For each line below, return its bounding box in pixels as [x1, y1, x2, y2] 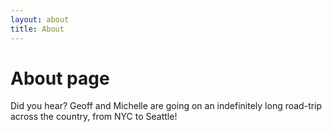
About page [10, 67, 110, 90]
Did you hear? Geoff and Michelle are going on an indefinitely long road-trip [10, 100, 323, 112]
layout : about [10, 14, 70, 25]
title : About [10, 24, 65, 34]
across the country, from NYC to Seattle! [10, 111, 178, 123]
